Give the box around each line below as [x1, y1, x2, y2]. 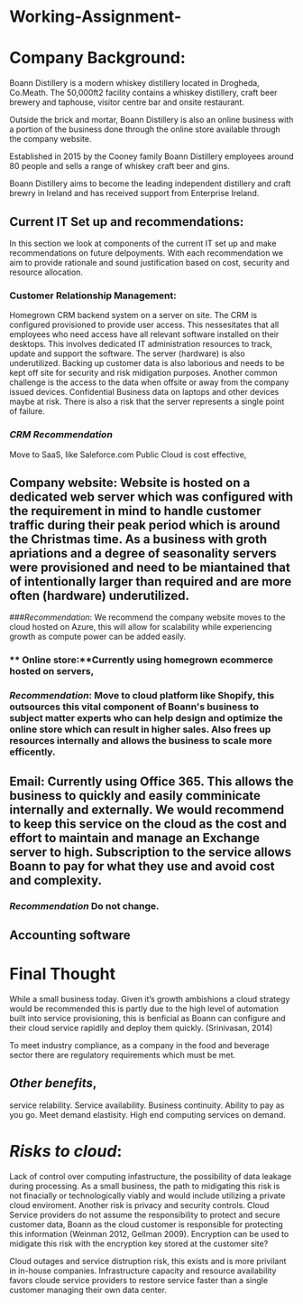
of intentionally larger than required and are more [9, 574, 292, 589]
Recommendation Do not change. [9, 899, 160, 912]
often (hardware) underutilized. [9, 587, 190, 603]
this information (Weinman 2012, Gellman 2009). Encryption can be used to [9, 1228, 289, 1239]
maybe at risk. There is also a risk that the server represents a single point [9, 396, 285, 408]
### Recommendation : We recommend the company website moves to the [9, 612, 286, 623]
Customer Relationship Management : [9, 289, 178, 302]
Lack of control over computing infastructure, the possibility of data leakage [9, 1170, 292, 1181]
